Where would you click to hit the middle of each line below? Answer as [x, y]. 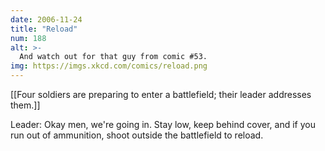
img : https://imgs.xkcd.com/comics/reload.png [109, 66]
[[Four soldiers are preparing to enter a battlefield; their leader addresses [161, 94]
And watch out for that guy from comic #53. [113, 57]
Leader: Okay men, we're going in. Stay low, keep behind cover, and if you [163, 124]
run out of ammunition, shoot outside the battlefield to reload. [137, 135]
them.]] [25, 105]
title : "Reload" [44, 29]
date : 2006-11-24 [46, 19]
